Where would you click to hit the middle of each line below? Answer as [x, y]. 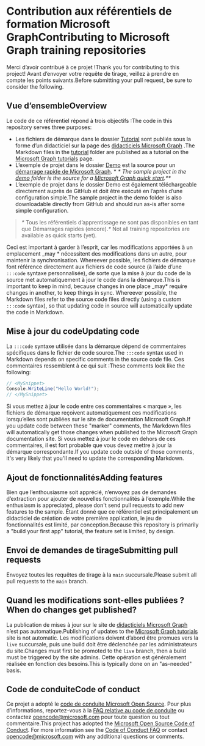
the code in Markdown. [35, 312]
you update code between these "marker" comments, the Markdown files [99, 426]
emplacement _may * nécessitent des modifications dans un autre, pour [97, 253]
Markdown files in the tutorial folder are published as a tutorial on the [102, 152]
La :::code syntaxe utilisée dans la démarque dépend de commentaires [96, 346]
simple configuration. [42, 210]
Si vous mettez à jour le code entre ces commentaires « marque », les [94, 406]
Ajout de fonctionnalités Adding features [85, 477]
